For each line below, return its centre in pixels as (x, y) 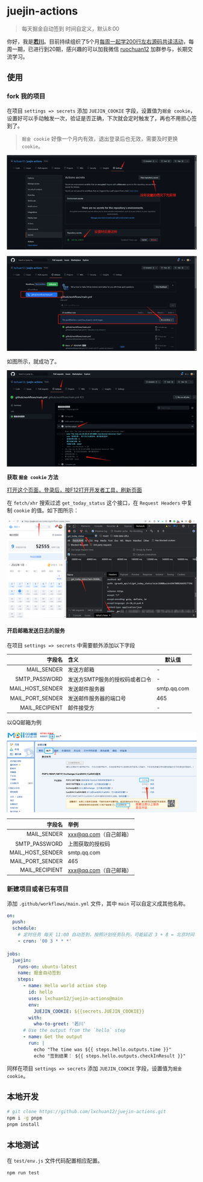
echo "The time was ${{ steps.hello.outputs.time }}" (102, 1050)
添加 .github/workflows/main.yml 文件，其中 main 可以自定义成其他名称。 (98, 903)
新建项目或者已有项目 (38, 889)
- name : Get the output (53, 1037)
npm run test (23, 1173)
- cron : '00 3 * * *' (45, 941)
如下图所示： (63, 510)
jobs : (14, 954)
